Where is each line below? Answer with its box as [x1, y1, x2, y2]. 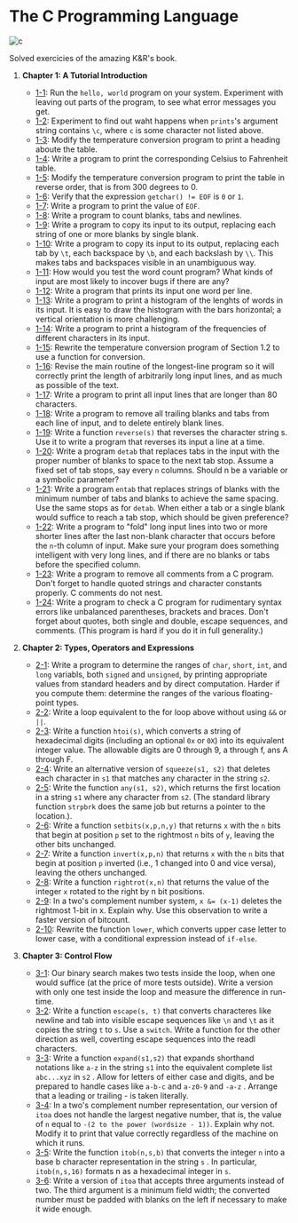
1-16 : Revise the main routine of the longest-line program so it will [35, 361, 275, 371]
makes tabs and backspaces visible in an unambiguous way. [35, 257, 257, 267]
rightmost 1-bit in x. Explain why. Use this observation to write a [35, 904, 268, 916]
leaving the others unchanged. [35, 867, 148, 878]
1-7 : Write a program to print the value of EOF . [35, 200, 200, 210]
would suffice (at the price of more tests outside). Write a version [35, 977, 273, 988]
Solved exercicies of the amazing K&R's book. [9, 52, 177, 63]
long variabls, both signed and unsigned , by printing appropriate [35, 669, 268, 679]
